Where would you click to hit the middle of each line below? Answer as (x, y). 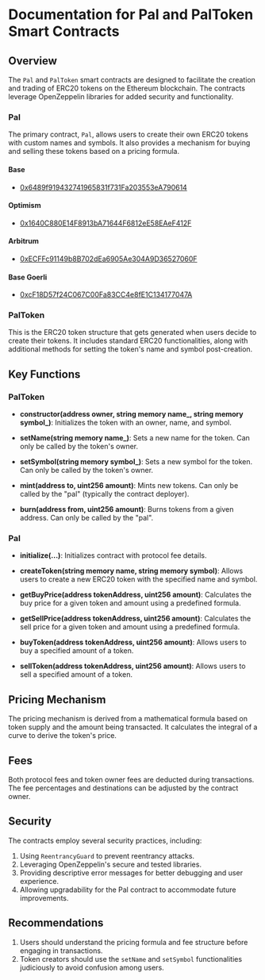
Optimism (25, 206)
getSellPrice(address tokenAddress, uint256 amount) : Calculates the (135, 619)
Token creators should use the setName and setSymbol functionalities (131, 959)
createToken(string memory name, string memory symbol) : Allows (131, 571)
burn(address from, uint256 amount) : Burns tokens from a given (127, 509)
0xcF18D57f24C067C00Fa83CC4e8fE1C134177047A (106, 294)
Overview (33, 61)
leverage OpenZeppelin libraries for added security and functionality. (121, 96)
